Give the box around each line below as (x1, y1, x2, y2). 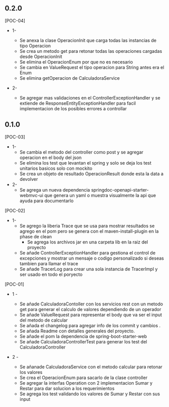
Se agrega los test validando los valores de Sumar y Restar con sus (19, 391, 160, 397)
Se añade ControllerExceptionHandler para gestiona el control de (19, 249, 156, 256)
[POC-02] (5, 207, 25, 213)
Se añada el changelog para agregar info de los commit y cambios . (19, 322, 161, 328)
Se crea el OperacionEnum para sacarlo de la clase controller (19, 374, 148, 381)
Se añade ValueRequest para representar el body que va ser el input (19, 311, 162, 318)
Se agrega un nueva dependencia (19, 186, 91, 193)
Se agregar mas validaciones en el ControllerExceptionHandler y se (19, 95, 160, 101)
